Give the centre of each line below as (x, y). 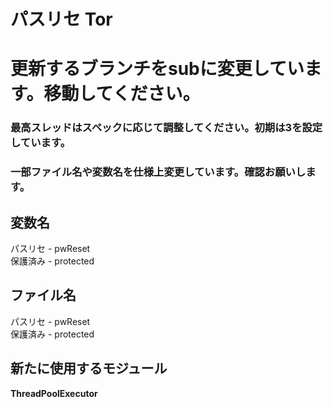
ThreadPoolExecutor (54, 393)
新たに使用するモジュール (89, 368)
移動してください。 (122, 94)
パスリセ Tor (61, 19)
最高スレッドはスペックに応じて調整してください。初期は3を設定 (166, 128)
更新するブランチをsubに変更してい (157, 69)
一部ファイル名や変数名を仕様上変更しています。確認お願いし (158, 172)
